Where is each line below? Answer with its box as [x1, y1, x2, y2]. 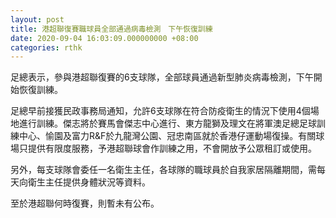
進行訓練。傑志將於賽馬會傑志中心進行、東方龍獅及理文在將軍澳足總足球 [18, 117, 317, 130]
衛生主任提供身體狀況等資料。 [27, 176, 151, 188]
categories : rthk [10, 42, 83, 53]
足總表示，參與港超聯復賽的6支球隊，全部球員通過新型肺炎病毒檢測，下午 [10, 71, 314, 83]
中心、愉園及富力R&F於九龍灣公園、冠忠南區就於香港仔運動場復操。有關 [18, 130, 317, 142]
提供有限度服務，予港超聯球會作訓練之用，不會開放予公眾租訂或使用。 [27, 142, 317, 155]
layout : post [10, 14, 65, 25]
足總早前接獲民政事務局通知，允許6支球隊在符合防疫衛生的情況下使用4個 [10, 105, 311, 117]
